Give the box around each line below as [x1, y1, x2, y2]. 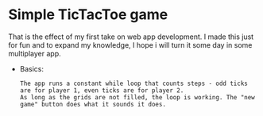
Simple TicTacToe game [8, 6, 168, 24]
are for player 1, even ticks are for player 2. [19, 86, 184, 95]
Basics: [19, 64, 44, 73]
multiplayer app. [8, 48, 61, 58]
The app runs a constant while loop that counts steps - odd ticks [19, 79, 248, 87]
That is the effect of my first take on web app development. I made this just [8, 32, 254, 41]
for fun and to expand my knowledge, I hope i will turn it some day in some [8, 40, 253, 49]
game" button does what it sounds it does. [19, 100, 167, 108]
